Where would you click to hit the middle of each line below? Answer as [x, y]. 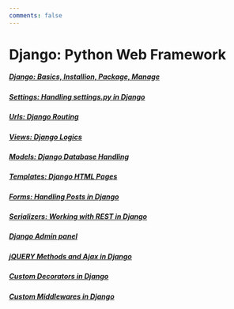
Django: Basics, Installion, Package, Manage [85, 77]
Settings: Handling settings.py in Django [77, 96]
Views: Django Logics [45, 137]
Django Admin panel [43, 236]
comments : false [36, 15]
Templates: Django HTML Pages [63, 177]
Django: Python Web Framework [118, 54]
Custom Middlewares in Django [62, 296]
